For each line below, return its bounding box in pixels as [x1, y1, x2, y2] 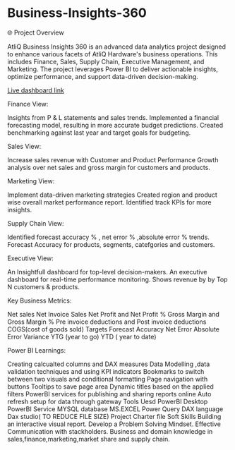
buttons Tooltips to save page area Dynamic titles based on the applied [7, 382, 214, 391]
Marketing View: [7, 176, 55, 185]
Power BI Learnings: [7, 346, 66, 354]
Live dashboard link [7, 86, 65, 95]
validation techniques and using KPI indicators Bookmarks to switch [7, 367, 205, 375]
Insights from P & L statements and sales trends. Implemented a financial [7, 113, 219, 121]
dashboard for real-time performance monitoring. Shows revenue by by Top [7, 275, 228, 284]
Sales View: [7, 142, 42, 150]
